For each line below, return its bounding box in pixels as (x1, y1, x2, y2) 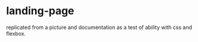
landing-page (6, 4, 75, 18)
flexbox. (6, 30, 26, 37)
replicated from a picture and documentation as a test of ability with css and (6, 24, 193, 31)
